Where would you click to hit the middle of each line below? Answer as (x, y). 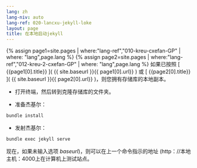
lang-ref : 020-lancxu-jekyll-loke (49, 23)
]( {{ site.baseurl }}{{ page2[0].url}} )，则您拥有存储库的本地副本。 (88, 79)
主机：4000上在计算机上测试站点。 (49, 158)
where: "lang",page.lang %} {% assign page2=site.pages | (78, 57)
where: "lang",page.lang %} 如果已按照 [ (131, 64)
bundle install (25, 116)
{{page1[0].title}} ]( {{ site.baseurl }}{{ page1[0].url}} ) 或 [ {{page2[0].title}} (98, 71)
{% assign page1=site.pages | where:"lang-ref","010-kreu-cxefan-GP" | (93, 51)
